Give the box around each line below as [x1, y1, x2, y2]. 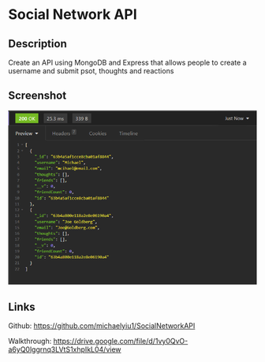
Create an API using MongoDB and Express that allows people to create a [8, 58, 247, 67]
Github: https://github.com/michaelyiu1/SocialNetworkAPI [8, 321, 196, 330]
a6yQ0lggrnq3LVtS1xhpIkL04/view [8, 345, 121, 354]
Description [8, 37, 67, 50]
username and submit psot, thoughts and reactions [8, 66, 174, 76]
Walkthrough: [8, 337, 52, 346]
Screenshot [8, 89, 67, 103]
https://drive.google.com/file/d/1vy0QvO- [53, 337, 188, 346]
